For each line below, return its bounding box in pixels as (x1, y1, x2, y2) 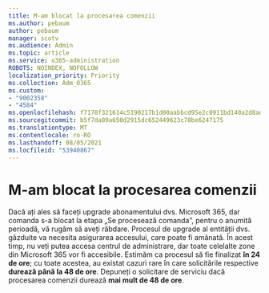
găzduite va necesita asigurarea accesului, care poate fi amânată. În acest (8, 233, 254, 242)
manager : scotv (8, 34, 59, 43)
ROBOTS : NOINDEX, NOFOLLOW (8, 64, 98, 72)
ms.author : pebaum (8, 19, 70, 27)
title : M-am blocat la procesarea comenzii (8, 11, 156, 20)
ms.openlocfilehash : (8, 109, 78, 117)
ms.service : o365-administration (8, 57, 120, 65)
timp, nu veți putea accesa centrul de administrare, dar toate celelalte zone (8, 242, 255, 251)
